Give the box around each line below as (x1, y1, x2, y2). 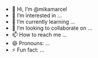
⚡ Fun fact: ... (11, 46, 45, 53)
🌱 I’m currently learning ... (11, 18, 75, 25)
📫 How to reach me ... (11, 31, 67, 38)
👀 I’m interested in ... (11, 12, 62, 19)
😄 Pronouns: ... (11, 40, 50, 47)
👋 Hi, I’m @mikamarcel (11, 6, 67, 12)
